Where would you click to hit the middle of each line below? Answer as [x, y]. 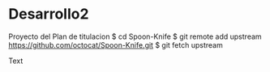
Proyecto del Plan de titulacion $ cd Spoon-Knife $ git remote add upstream [135, 36]
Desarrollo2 [49, 14]
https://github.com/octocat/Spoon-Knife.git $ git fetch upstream [116, 44]
